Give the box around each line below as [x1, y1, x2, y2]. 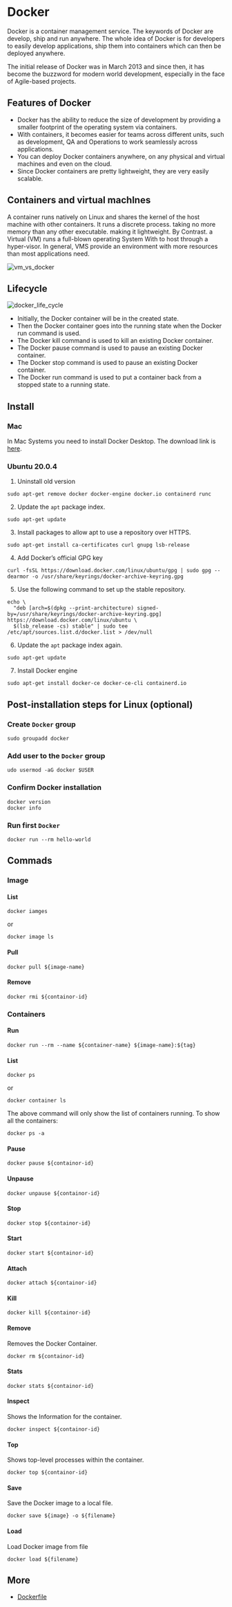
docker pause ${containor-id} [7, 1160, 95, 1167]
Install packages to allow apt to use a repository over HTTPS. [17, 528, 191, 536]
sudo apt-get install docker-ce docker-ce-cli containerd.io [7, 680, 187, 687]
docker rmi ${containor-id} [7, 993, 88, 1000]
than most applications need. [7, 250, 90, 258]
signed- [137, 605, 159, 612]
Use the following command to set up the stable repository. [17, 585, 186, 594]
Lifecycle [7, 283, 48, 294]
